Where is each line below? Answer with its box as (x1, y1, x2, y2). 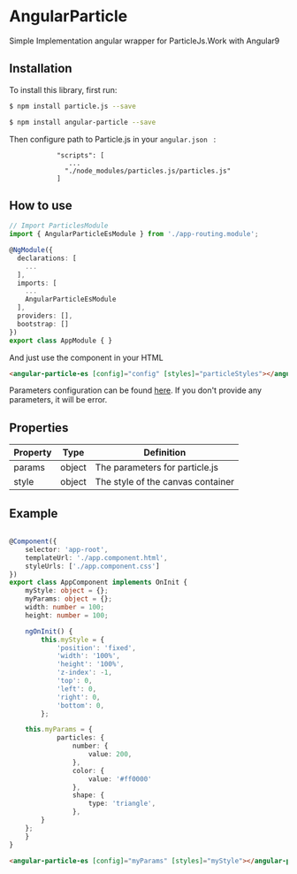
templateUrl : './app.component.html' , (25, 553, 168, 563)
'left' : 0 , (56, 684, 97, 694)
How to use (9, 197, 72, 213)
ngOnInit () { (25, 626, 73, 636)
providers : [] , (17, 311, 73, 320)
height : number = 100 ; (25, 610, 109, 620)
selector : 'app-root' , (25, 545, 109, 554)
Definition (143, 447, 187, 459)
